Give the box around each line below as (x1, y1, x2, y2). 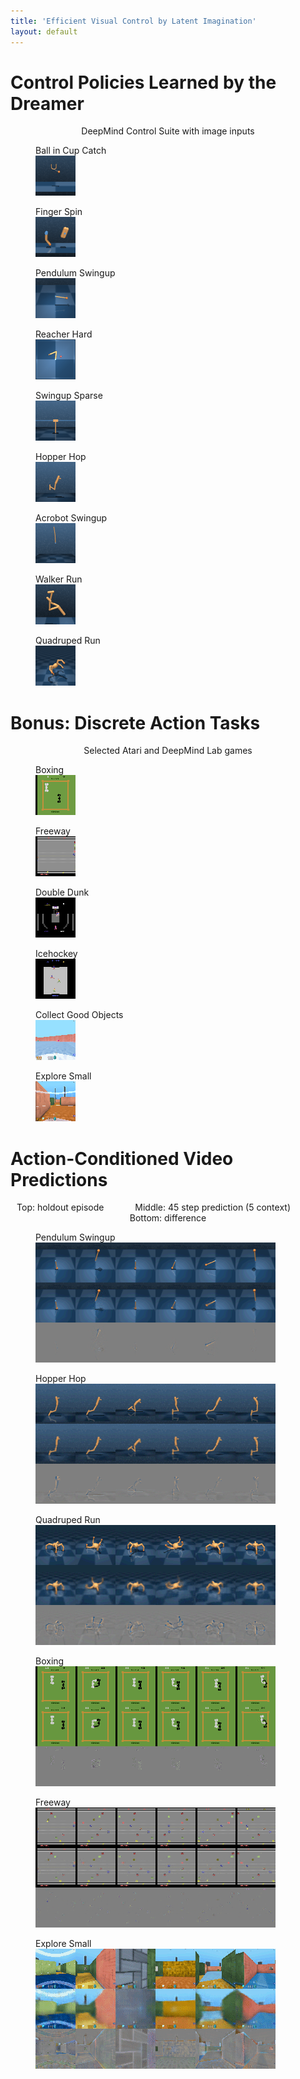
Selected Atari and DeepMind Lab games (83, 745, 253, 757)
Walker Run (35, 573, 83, 585)
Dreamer (10, 92, 85, 115)
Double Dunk (35, 886, 90, 899)
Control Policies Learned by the (10, 71, 277, 94)
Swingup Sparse (35, 390, 103, 402)
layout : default (10, 26, 78, 37)
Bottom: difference (129, 1212, 207, 1224)
